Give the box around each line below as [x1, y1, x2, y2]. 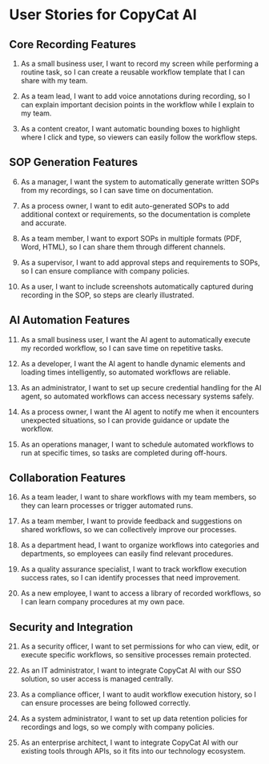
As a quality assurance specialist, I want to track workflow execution [20, 564, 247, 574]
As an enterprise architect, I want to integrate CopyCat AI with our [20, 738, 239, 747]
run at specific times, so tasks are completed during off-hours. [20, 447, 227, 458]
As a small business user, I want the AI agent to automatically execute [20, 334, 251, 344]
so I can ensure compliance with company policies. [20, 266, 191, 276]
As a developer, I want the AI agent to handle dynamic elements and [20, 358, 246, 368]
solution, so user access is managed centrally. [20, 674, 174, 684]
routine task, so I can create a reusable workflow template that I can [20, 67, 245, 77]
